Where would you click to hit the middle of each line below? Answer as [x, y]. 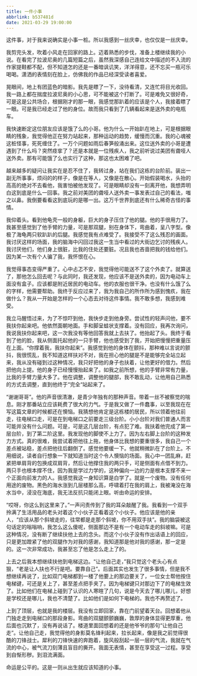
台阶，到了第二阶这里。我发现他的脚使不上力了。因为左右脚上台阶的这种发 [101, 434]
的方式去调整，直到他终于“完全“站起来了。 [57, 384]
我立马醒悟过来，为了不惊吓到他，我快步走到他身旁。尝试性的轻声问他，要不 [98, 319]
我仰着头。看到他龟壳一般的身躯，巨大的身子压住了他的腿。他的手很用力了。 [98, 220]
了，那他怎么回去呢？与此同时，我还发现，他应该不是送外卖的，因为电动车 [96, 276]
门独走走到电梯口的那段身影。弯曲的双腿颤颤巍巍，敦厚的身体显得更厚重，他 [98, 618]
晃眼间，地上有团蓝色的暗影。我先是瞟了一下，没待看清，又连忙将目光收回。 [98, 87]
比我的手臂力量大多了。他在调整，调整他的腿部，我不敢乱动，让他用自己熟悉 [98, 377]
